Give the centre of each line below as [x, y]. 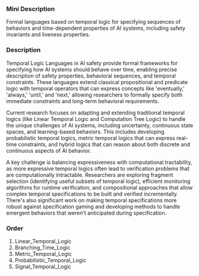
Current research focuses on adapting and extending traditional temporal [96, 113]
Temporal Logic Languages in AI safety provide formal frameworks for [92, 63]
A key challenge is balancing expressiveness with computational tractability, [99, 162]
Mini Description [31, 9]
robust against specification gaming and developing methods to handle [93, 206]
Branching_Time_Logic [42, 247]
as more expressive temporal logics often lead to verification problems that [98, 168]
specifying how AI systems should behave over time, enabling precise [91, 69]
